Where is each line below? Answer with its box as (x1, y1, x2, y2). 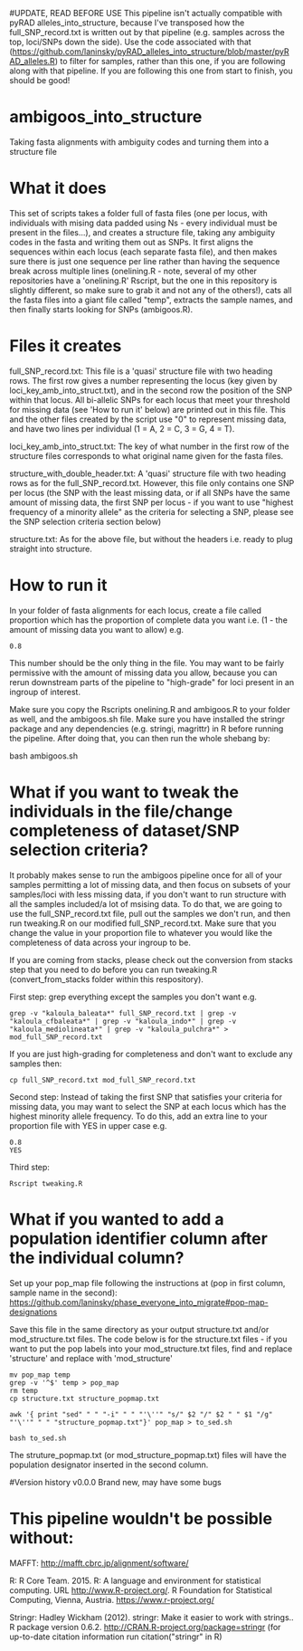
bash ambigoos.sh (9, 750, 79, 761)
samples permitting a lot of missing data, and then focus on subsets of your (9, 879, 291, 890)
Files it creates (9, 336, 122, 357)
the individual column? (9, 1247, 185, 1268)
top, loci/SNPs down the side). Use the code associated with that (9, 36, 251, 47)
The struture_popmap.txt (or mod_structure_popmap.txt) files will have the (9, 1449, 287, 1460)
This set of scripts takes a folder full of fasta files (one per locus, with (9, 207, 269, 218)
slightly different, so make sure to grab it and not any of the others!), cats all (9, 284, 292, 295)
